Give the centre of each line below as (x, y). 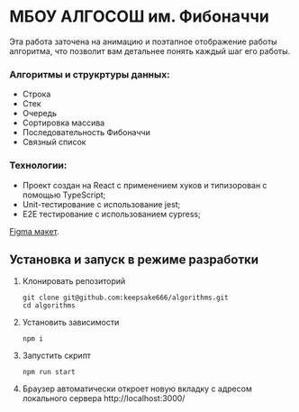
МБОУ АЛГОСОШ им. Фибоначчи (140, 17)
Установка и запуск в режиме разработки (134, 259)
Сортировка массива (63, 123)
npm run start (49, 372)
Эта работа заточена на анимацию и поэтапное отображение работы (143, 41)
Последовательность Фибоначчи (86, 133)
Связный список (54, 142)
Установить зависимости (71, 323)
